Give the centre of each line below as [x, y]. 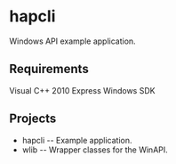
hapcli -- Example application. [77, 140]
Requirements [49, 69]
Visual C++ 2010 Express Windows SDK [82, 90]
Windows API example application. [72, 41]
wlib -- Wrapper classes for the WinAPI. [95, 150]
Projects [33, 119]
